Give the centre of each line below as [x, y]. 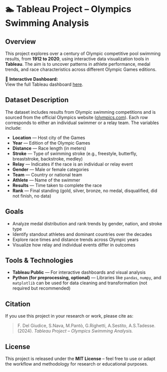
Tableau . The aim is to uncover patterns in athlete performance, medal [78, 64]
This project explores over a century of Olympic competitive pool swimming [83, 53]
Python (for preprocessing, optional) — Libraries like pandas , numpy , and [87, 278]
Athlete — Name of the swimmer [46, 180]
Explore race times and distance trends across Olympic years [75, 239]
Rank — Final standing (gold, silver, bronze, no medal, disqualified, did [85, 190]
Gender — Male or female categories [51, 169]
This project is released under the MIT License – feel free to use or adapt [80, 359]
